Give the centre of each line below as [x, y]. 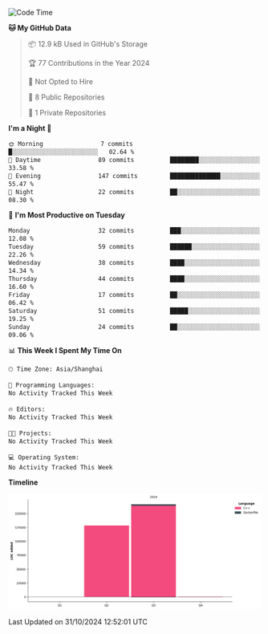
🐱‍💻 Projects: [30, 433]
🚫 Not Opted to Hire [61, 81]
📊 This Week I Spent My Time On [65, 350]
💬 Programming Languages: [51, 385]
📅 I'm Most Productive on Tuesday [67, 215]
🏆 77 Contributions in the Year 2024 [89, 63]
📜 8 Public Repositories [66, 97]
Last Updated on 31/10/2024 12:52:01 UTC [78, 621]
